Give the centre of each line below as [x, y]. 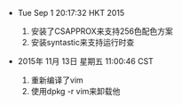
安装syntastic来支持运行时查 [83, 42]
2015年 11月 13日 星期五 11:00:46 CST [85, 61]
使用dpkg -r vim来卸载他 [75, 91]
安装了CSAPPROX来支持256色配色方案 [102, 31]
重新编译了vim [57, 80]
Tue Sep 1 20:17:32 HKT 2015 [71, 13]
